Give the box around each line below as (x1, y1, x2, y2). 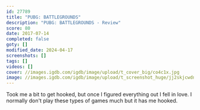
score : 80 (6, 25, 31, 31)
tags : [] (6, 58, 28, 64)
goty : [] (6, 42, 28, 48)
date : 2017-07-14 (6, 31, 49, 37)
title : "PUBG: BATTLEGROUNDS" (6, 14, 82, 20)
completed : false (6, 36, 49, 42)
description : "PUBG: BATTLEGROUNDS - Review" (6, 20, 121, 25)
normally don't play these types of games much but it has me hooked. (6, 97, 178, 104)
